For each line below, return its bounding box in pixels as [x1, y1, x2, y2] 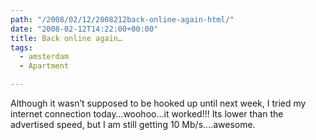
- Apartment [19, 61, 70, 71]
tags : [10, 42, 33, 53]
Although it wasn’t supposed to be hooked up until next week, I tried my [10, 97, 307, 109]
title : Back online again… [10, 33, 123, 43]
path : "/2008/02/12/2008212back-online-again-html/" [10, 14, 235, 25]
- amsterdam [19, 52, 70, 62]
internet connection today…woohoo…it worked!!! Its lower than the [10, 108, 284, 120]
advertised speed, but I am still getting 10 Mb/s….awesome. [10, 119, 256, 130]
